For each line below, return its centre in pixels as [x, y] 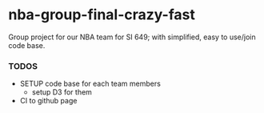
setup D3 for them [62, 92]
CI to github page [48, 101]
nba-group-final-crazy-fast [102, 15]
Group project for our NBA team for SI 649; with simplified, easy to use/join [132, 37]
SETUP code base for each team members [90, 84]
